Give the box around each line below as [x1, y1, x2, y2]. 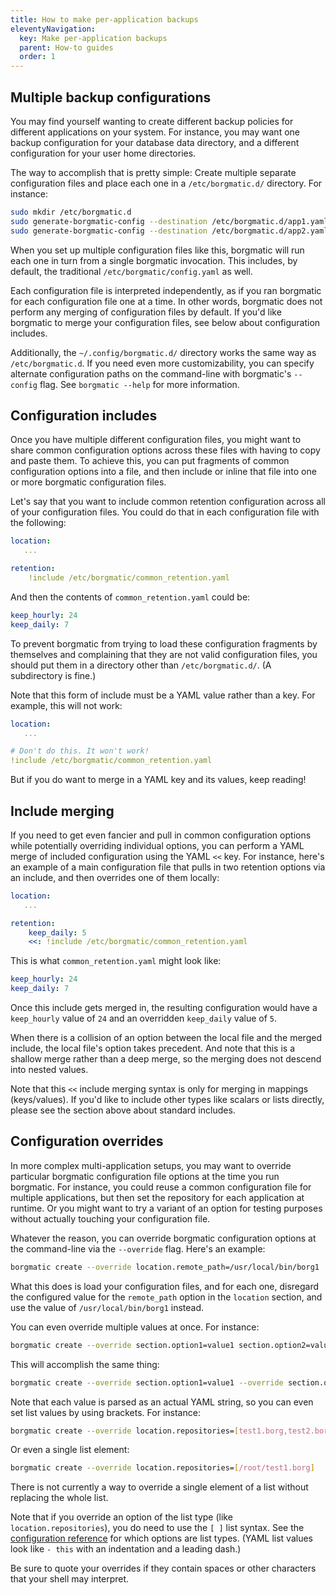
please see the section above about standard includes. [10, 1104, 236, 1116]
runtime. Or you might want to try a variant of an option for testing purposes [10, 1202, 323, 1214]
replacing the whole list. [10, 1492, 109, 1504]
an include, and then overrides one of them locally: [10, 871, 220, 883]
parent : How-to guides [19, 42, 114, 53]
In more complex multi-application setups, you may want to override [10, 1159, 292, 1171]
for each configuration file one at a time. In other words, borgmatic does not [10, 295, 323, 307]
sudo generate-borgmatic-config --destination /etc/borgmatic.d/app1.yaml [10, 216, 329, 226]
